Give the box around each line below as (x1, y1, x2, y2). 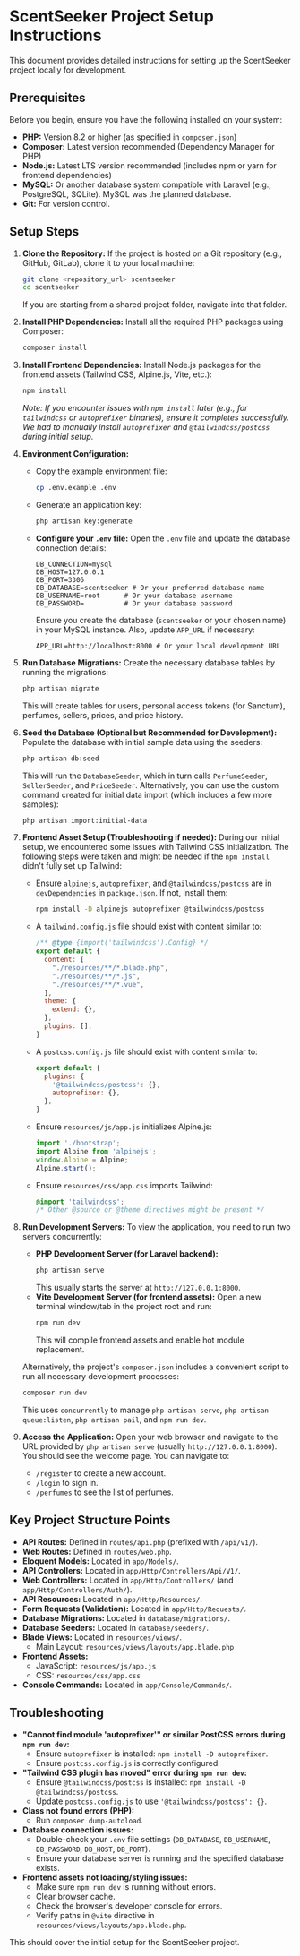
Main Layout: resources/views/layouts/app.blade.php (35, 1641, 235, 1651)
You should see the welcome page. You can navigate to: (21, 1450, 230, 1461)
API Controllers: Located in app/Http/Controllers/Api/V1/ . (21, 1565, 241, 1575)
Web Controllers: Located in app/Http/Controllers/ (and (21, 1574, 235, 1585)
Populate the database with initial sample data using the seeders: (21, 736, 262, 747)
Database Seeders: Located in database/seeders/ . (21, 1622, 209, 1633)
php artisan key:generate (35, 517, 133, 526)
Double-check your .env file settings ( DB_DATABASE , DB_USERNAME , (35, 1833, 271, 1844)
